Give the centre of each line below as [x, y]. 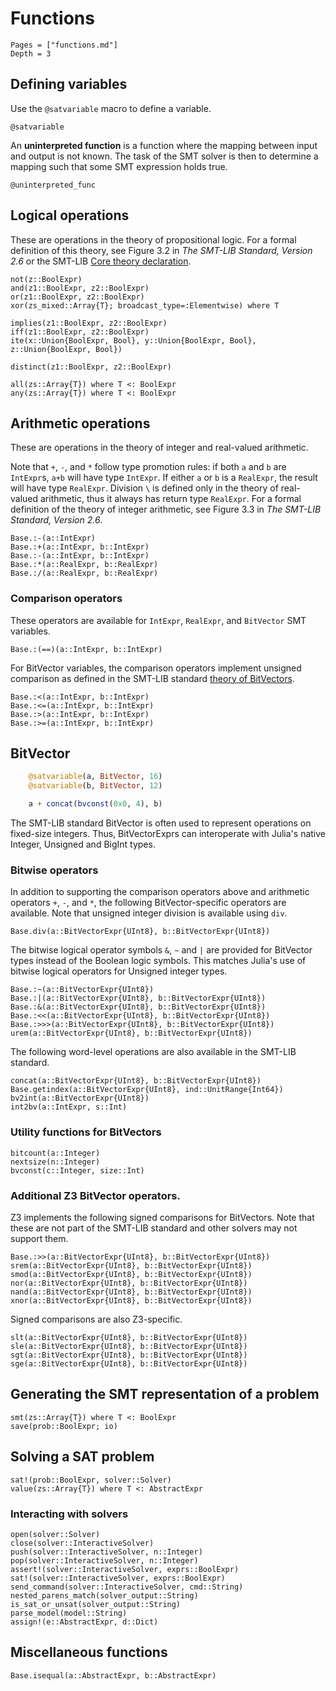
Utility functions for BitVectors [86, 1132]
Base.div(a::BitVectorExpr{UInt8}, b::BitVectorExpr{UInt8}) [140, 932]
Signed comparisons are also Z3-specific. [96, 1319]
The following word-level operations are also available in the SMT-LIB [153, 1052]
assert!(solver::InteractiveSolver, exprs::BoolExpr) [125, 1569]
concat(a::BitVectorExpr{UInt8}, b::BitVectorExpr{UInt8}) [136, 1081]
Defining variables [69, 84]
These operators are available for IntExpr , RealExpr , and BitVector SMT [158, 620]
